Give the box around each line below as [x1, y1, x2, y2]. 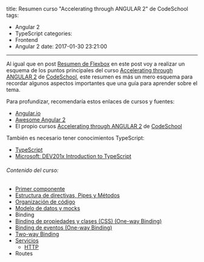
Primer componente [15, 185, 66, 193]
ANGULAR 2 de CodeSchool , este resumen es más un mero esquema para [6, 73, 193, 80]
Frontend [15, 36, 38, 43]
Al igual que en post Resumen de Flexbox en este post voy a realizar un [6, 60, 185, 67]
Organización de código [15, 198, 76, 205]
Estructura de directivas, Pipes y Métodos [15, 191, 120, 199]
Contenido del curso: [6, 167, 59, 174]
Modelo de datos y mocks [15, 205, 81, 212]
